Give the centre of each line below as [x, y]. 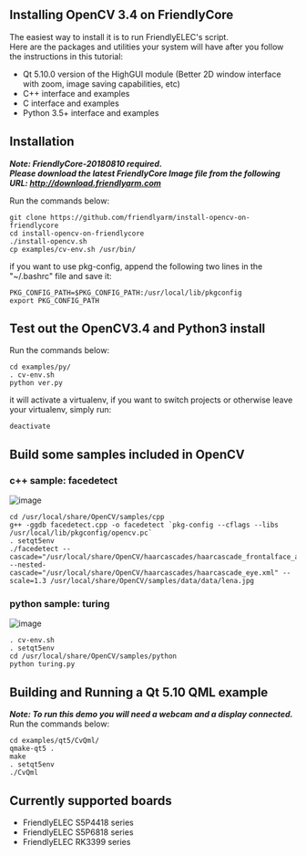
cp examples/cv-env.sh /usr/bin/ [73, 249]
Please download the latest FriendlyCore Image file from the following [145, 173]
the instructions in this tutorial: [66, 56]
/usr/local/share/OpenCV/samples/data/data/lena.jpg [152, 581]
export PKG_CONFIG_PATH [55, 300]
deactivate [30, 427]
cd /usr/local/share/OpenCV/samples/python [93, 656]
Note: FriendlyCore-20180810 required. [86, 163]
